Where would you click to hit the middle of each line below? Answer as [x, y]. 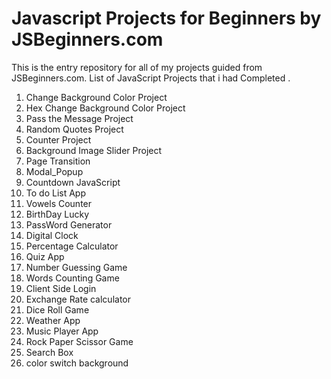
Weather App [53, 320]
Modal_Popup [54, 171]
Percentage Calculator [72, 246]
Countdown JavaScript [73, 182]
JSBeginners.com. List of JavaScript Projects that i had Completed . [151, 78]
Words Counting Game [72, 278]
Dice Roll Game [57, 309]
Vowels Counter [59, 203]
